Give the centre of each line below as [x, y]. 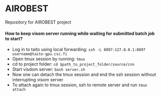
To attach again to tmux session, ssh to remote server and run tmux [80, 85]
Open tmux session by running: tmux [49, 59]
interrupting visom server [38, 80]
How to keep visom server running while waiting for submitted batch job [80, 33]
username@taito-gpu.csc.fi [40, 54]
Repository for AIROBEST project [38, 22]
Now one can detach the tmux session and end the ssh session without [84, 74]
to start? [14, 38]
